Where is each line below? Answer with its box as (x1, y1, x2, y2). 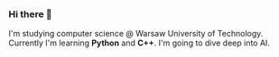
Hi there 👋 (8, 8, 53, 20)
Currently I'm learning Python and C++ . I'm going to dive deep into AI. (8, 37, 270, 48)
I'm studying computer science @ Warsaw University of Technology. (8, 28, 264, 39)
